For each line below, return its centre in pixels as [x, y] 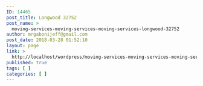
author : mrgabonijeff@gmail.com [47, 35]
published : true [27, 62]
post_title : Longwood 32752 [42, 18]
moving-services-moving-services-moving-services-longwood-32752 [96, 29]
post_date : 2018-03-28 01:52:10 [47, 40]
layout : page [23, 46]
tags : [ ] [19, 68]
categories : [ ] [27, 74]
